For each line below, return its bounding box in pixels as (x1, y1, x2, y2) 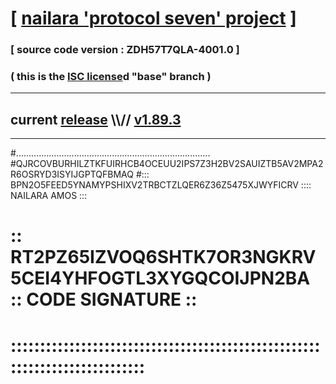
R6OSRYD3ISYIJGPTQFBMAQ (10, 168, 134, 181)
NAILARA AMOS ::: (10, 190, 88, 202)
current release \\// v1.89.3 (10, 111, 182, 128)
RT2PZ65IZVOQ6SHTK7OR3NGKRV (10, 246, 317, 269)
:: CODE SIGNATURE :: (10, 288, 198, 311)
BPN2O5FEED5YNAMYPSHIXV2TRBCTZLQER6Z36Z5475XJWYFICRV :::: (10, 179, 312, 191)
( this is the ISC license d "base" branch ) (10, 70, 212, 84)
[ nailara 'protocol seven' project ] (10, 7, 297, 30)
